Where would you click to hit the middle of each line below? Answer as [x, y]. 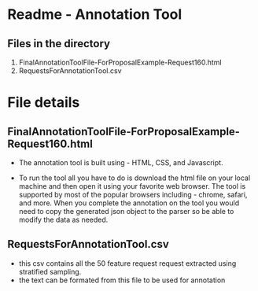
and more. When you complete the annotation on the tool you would [129, 203]
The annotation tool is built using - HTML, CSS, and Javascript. [121, 162]
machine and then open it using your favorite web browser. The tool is [132, 186]
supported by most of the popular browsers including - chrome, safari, [133, 195]
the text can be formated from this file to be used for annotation [122, 280]
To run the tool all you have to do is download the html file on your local [135, 178]
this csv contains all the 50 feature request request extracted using [127, 263]
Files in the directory [59, 44]
